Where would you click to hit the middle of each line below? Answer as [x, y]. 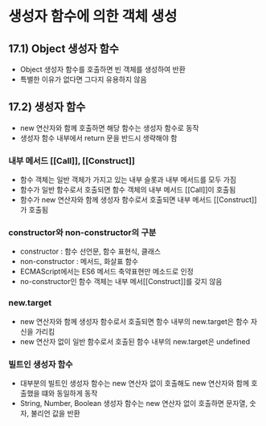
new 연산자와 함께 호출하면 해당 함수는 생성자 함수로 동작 [109, 128]
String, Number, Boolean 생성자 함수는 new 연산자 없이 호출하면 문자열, [134, 403]
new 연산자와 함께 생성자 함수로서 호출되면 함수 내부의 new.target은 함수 [134, 321]
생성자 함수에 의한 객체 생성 [93, 16]
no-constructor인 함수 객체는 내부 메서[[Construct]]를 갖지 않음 [121, 282]
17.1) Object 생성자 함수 [63, 49]
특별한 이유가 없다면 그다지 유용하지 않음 [83, 79]
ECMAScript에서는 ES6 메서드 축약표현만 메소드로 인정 [107, 272]
